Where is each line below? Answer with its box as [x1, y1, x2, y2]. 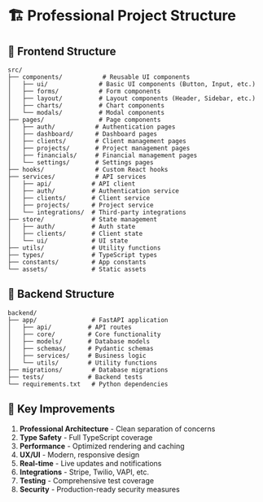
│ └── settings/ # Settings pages [7, 159, 154, 167]
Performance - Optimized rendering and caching [19, 441, 185, 451]
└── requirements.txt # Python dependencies [7, 380, 169, 388]
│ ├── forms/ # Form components [7, 87, 161, 95]
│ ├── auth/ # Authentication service [7, 187, 180, 195]
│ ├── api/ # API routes [7, 323, 132, 331]
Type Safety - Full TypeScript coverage [19, 432, 153, 442]
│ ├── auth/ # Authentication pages [7, 123, 176, 131]
